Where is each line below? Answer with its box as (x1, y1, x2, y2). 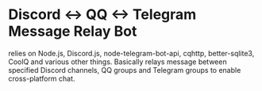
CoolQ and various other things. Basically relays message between (8, 57, 228, 66)
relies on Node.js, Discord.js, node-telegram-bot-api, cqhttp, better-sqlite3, (8, 48, 255, 58)
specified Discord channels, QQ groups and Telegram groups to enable (8, 65, 241, 74)
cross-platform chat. (8, 74, 75, 83)
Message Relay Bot (8, 22, 137, 40)
